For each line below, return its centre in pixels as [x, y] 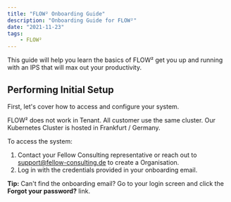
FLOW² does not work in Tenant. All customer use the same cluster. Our [112, 120]
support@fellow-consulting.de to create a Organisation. [98, 162]
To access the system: [40, 141]
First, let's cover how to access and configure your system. [93, 106]
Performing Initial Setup [61, 90]
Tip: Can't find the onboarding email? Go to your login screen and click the [115, 183]
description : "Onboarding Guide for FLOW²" [72, 20]
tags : [15, 33]
